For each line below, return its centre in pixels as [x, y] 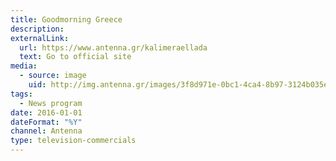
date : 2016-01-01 [46, 112]
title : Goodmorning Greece [66, 19]
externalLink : [40, 38]
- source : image [53, 76]
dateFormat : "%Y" [46, 122]
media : [24, 66]
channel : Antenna [46, 131]
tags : [21, 94]
